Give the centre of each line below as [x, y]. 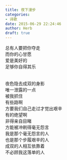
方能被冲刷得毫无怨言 [27, 127]
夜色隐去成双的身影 [25, 83]
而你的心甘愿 [18, 54]
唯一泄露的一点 [20, 90]
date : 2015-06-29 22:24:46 [33, 24]
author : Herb [19, 28]
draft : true [17, 33]
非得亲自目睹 [18, 121]
